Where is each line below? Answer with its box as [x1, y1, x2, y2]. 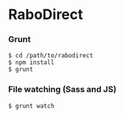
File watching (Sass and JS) [8, 84, 117, 95]
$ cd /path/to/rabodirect [8, 51, 93, 60]
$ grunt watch [8, 101, 55, 110]
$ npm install [8, 59, 55, 67]
